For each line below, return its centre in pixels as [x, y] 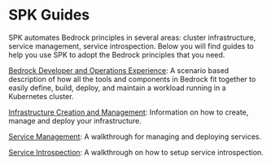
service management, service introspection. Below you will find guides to [131, 46]
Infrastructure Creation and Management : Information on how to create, [129, 112]
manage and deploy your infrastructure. [75, 120]
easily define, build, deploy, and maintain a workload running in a [117, 88]
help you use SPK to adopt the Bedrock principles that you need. [117, 54]
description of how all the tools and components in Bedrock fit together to [132, 79]
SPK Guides [49, 15]
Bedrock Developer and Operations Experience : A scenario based [119, 70]
